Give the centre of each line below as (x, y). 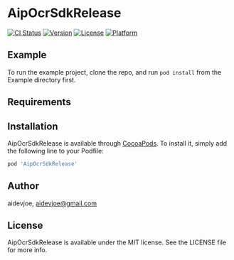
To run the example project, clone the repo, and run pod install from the (115, 72)
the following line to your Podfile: (56, 151)
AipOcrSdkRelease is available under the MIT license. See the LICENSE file (117, 242)
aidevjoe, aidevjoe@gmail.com (52, 203)
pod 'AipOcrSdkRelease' (43, 164)
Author (23, 186)
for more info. (27, 250)
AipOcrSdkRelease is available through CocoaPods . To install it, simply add (117, 143)
